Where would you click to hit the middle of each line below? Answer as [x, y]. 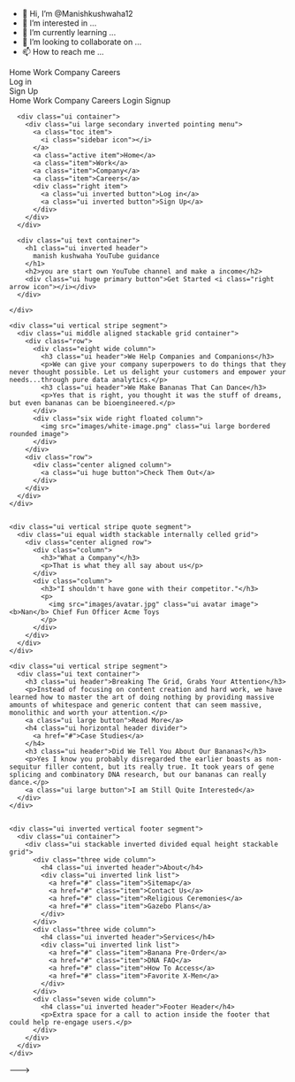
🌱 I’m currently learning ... [69, 32]
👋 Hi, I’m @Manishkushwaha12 [78, 14]
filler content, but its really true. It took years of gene [159, 767]
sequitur [25, 767]
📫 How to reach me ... [63, 52]
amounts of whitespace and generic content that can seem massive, [136, 705]
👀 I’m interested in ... [59, 23]
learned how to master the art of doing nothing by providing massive [142, 697]
